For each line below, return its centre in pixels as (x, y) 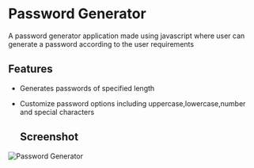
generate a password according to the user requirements (101, 44)
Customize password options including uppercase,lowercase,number (133, 103)
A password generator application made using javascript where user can (127, 36)
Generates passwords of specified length (87, 88)
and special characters (57, 112)
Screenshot (49, 137)
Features (30, 69)
